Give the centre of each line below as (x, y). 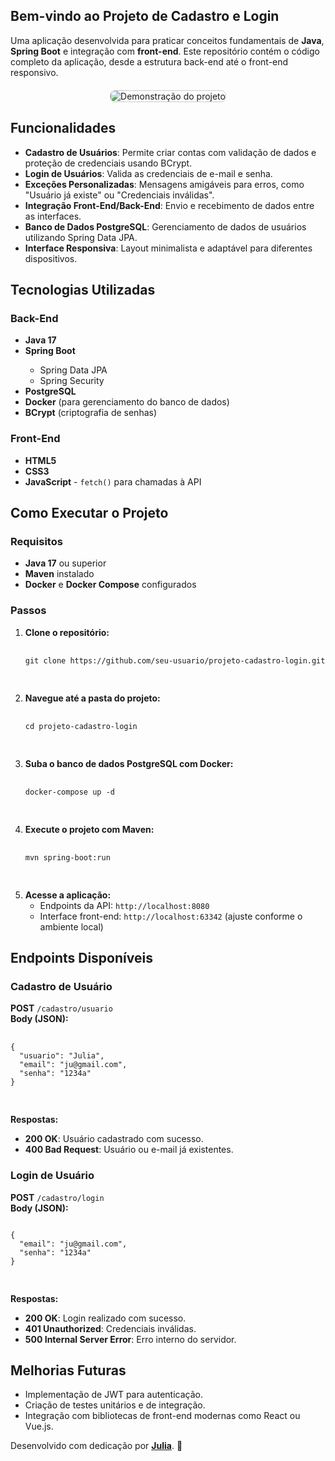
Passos (28, 611)
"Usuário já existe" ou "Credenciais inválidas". (119, 195)
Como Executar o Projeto (89, 513)
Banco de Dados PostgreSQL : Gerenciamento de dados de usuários (165, 226)
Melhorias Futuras (68, 1370)
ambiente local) (71, 926)
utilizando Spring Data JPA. (81, 237)
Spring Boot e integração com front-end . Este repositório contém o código (165, 51)
